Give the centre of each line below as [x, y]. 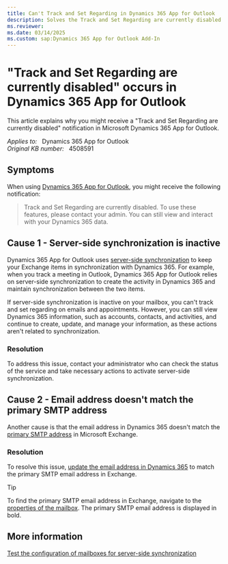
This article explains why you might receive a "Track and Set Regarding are [113, 121]
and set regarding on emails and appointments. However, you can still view [112, 309]
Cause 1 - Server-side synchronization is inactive [114, 243]
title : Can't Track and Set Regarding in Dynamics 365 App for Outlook [111, 13]
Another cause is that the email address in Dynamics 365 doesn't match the [114, 427]
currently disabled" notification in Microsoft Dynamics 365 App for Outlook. [113, 128]
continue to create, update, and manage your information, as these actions [112, 324]
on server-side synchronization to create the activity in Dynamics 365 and [111, 281]
